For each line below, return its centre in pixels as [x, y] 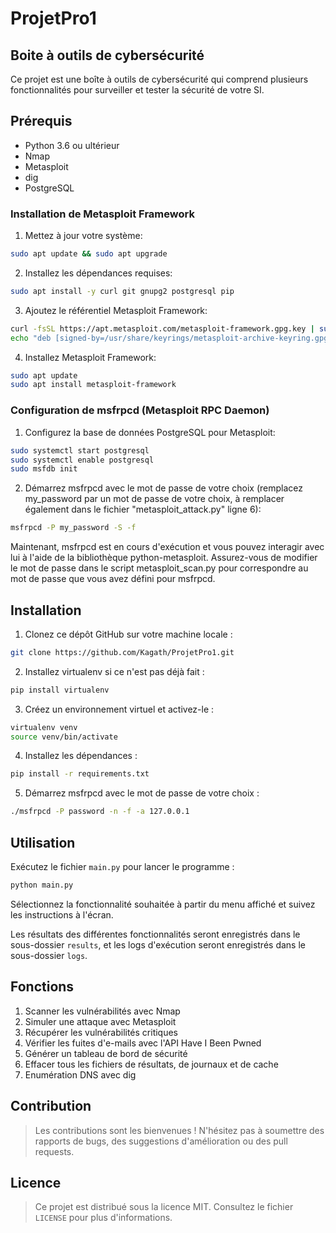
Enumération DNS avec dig [80, 1074]
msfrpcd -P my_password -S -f [73, 528]
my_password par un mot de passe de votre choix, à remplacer [154, 499]
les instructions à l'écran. [62, 914]
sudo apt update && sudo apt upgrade [89, 254]
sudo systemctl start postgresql [80, 450]
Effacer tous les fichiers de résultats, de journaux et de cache [151, 1064]
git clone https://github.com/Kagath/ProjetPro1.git [122, 652]
